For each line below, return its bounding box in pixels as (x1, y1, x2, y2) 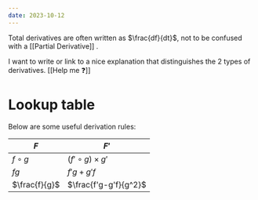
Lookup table (8, 96, 96, 114)
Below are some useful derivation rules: (8, 122, 136, 131)
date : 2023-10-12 (8, 11, 65, 20)
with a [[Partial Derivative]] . (8, 41, 99, 51)
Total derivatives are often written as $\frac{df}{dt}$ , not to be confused (8, 33, 243, 42)
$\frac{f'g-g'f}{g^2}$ (67, 179, 147, 190)
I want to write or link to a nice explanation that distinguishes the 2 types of (8, 56, 251, 66)
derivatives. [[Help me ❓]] (8, 65, 91, 75)
